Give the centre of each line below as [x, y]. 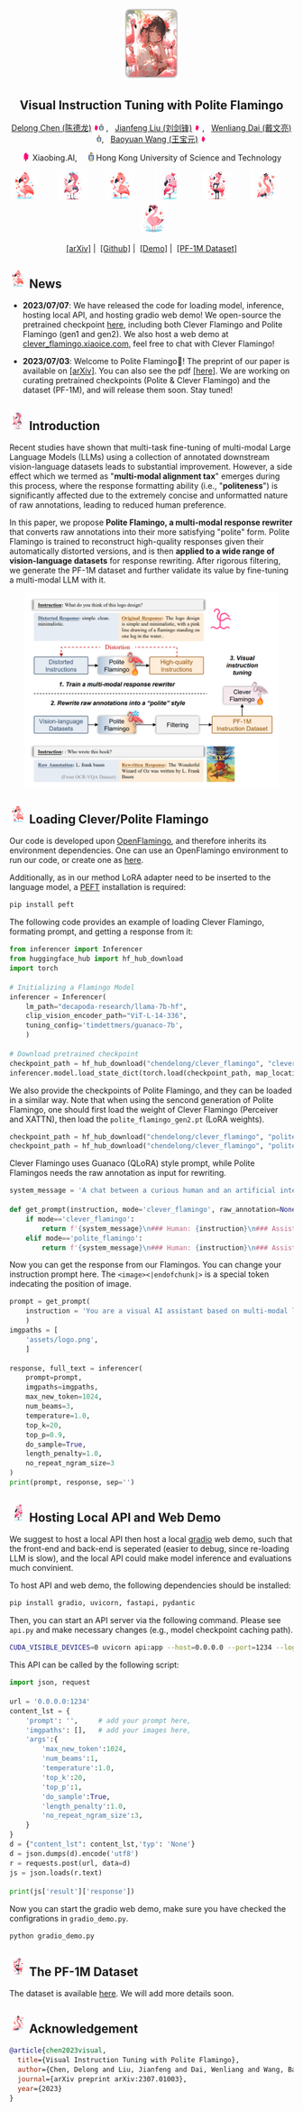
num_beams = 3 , [50, 1407]
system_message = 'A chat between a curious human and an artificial [143, 1191]
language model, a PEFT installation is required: [98, 887]
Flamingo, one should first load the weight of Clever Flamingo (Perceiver [144, 1109]
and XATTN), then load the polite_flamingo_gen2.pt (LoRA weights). [137, 1119]
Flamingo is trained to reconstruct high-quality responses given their [137, 541]
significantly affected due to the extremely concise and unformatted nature [149, 495]
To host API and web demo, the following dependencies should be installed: [150, 1585]
